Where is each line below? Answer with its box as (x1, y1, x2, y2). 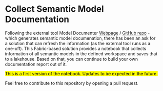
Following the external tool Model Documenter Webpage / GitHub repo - (5, 30, 150, 36)
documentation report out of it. (5, 61, 67, 67)
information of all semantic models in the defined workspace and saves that (5, 50, 158, 57)
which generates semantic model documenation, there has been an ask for (5, 35, 156, 41)
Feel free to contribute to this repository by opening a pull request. (5, 80, 139, 86)
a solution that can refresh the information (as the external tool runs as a (5, 40, 150, 46)
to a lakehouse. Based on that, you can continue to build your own (5, 56, 138, 62)
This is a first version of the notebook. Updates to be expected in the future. (5, 70, 158, 76)
